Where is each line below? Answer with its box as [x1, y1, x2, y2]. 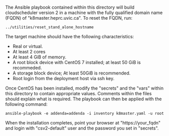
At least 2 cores [12, 49, 46, 54]
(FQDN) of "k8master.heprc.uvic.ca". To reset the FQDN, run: [5, 15, 133, 21]
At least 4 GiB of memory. [12, 54, 67, 60]
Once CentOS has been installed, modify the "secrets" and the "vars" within [5, 85, 163, 91]
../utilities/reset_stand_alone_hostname [5, 25, 94, 30]
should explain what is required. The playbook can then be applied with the [5, 96, 162, 102]
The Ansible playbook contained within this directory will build [5, 5, 135, 10]
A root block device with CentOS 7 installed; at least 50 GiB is [12, 59, 141, 65]
